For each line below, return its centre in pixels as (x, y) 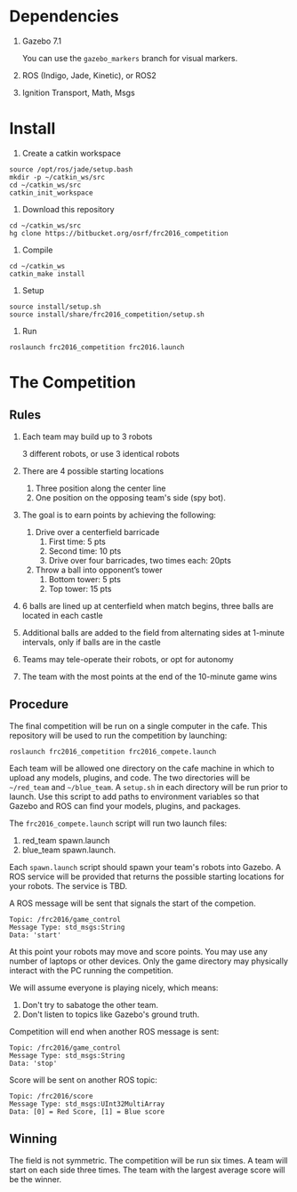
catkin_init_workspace (51, 193)
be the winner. (36, 1179)
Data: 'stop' (33, 1063)
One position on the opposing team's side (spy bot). (131, 497)
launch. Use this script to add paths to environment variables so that (134, 796)
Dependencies (64, 16)
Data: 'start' (36, 935)
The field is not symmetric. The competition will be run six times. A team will (148, 1160)
